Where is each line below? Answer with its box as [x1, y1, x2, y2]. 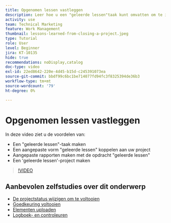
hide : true [5, 55, 28, 60]
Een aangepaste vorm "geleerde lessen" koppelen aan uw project [12, 146, 151, 153]
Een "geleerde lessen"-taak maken [12, 141, 86, 147]
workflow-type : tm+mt [5, 79, 51, 84]
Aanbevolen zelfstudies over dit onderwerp [5, 182, 146, 191]
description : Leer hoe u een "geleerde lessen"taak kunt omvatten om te [5, 12, 163, 17]
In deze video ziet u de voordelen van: [5, 131, 85, 138]
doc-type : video [5, 64, 40, 69]
